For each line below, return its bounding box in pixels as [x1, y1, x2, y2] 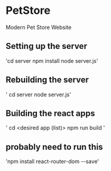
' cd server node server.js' [5, 91, 72, 98]
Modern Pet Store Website [5, 24, 72, 31]
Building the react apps [5, 108, 95, 118]
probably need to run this [5, 141, 104, 152]
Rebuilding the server [5, 75, 89, 85]
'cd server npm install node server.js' [5, 57, 98, 64]
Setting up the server [5, 41, 87, 51]
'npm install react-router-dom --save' [5, 158, 99, 165]
